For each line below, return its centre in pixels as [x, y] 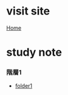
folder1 [24, 86]
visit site [28, 11]
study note [34, 52]
